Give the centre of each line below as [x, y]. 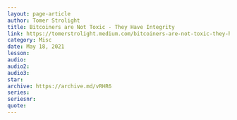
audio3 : [19, 73]
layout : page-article [39, 14]
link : [15, 34]
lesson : [19, 54]
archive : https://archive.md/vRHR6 [60, 86]
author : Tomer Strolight [44, 20]
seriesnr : [22, 100]
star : [15, 79]
